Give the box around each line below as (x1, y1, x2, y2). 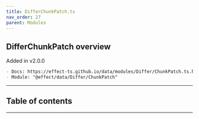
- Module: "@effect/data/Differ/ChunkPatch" (6, 75, 118, 81)
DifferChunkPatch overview (6, 41, 111, 52)
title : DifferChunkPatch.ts (6, 8, 76, 15)
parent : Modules (6, 20, 46, 25)
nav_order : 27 (6, 14, 41, 20)
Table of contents (6, 96, 72, 107)
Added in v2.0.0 (6, 57, 46, 65)
